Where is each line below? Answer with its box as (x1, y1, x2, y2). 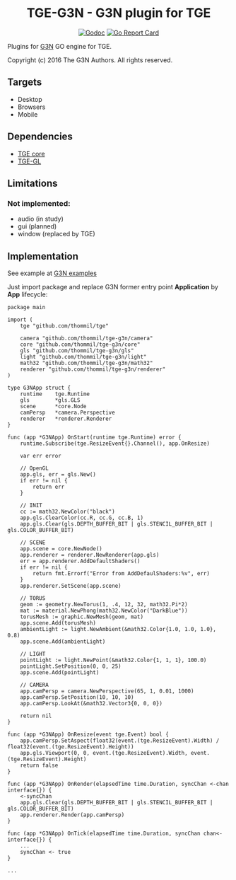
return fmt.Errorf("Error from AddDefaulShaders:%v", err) (33, 570, 211, 577)
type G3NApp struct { (7, 384, 71, 392)
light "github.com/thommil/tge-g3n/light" (20, 354, 147, 361)
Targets (7, 76, 42, 88)
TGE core (17, 149, 45, 158)
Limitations (7, 177, 58, 189)
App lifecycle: (7, 290, 48, 299)
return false (20, 762, 59, 769)
